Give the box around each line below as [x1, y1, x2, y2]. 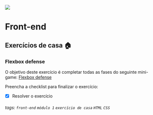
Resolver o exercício [12, 93, 53, 99]
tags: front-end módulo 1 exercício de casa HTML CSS [5, 104, 110, 110]
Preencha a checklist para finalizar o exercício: [5, 83, 98, 89]
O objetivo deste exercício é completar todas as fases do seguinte [5, 69, 137, 75]
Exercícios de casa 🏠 [5, 41, 72, 49]
